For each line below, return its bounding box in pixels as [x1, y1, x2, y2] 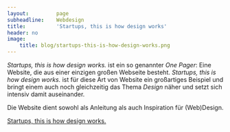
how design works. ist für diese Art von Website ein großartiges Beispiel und [7, 76, 224, 83]
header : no [7, 29, 38, 36]
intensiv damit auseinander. [7, 90, 85, 98]
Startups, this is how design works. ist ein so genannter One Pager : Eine [7, 61, 211, 69]
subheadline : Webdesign [7, 16, 84, 23]
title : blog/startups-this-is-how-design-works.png [19, 42, 170, 49]
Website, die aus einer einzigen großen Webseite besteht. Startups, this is [7, 68, 216, 76]
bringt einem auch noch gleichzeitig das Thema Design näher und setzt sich [7, 83, 222, 91]
